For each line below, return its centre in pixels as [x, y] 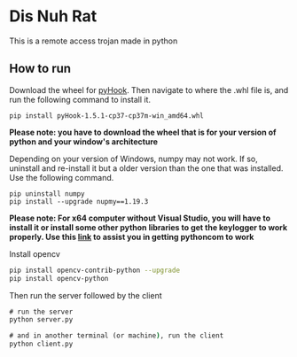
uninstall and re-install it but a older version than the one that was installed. [146, 168]
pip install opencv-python [59, 278]
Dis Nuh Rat [53, 16]
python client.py [41, 344]
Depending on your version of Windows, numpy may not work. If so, [134, 159]
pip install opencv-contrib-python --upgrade [94, 270]
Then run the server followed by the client [86, 295]
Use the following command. [62, 177]
